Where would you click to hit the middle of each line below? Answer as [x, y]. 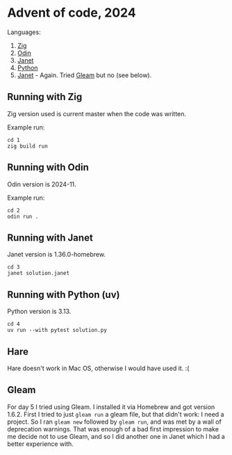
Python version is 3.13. [39, 312]
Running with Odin [48, 167]
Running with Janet [50, 238]
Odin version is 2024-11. [42, 184]
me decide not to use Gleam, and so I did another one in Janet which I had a [116, 436]
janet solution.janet [39, 273]
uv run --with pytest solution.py [57, 330]
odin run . [23, 216]
